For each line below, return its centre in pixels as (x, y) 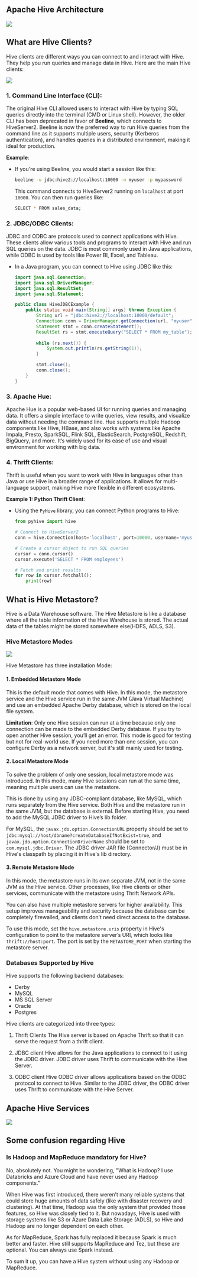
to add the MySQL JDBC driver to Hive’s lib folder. (67, 817)
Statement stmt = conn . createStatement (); (89, 326)
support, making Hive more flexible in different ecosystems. (103, 488)
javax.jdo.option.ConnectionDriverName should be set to (75, 841)
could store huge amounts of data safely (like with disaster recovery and (94, 1201)
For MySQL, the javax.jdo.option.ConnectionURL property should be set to (97, 829)
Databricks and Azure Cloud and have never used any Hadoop (82, 1176)
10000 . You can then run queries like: (59, 197)
